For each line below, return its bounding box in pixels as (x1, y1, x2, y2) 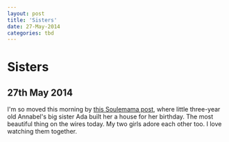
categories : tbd (7, 29, 54, 37)
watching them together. (7, 127, 78, 136)
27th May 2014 (7, 87, 73, 98)
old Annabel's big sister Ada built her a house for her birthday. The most (7, 112, 214, 121)
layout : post (7, 10, 45, 17)
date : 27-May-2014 (7, 23, 60, 30)
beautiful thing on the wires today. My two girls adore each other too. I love (7, 120, 222, 128)
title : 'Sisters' (7, 17, 58, 24)
